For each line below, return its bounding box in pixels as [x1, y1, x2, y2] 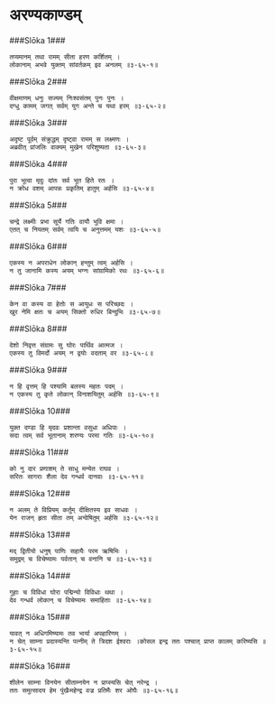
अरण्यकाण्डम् [9, 5, 81, 25]
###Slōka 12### [9, 487, 70, 498]
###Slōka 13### [9, 529, 70, 540]
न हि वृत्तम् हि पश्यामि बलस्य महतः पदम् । [9, 382, 124, 391]
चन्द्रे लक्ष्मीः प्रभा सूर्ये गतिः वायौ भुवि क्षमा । [9, 217, 124, 226]
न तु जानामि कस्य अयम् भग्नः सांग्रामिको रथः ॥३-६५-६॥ [9, 266, 165, 275]
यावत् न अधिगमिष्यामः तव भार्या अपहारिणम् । [9, 628, 128, 638]
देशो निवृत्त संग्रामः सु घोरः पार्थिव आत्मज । [9, 340, 124, 349]
